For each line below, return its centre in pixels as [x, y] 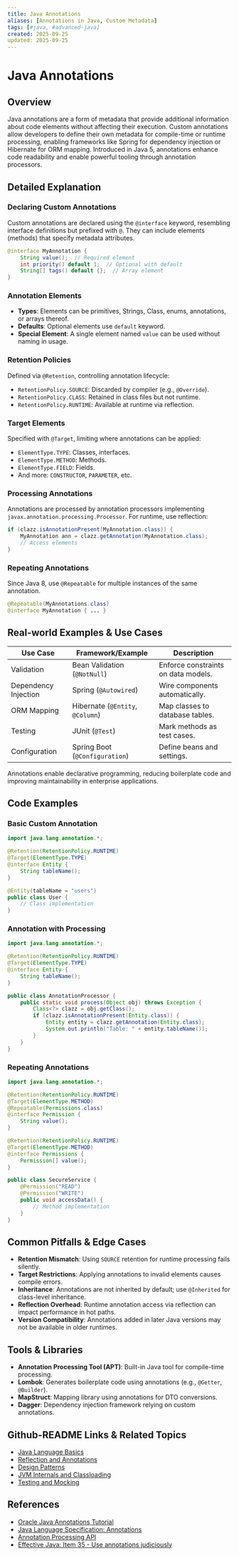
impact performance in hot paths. [67, 1312]
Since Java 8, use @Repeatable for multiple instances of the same [102, 583]
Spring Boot [92, 747]
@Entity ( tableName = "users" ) [52, 891]
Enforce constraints [191, 665]
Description [193, 653]
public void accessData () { [62, 1200]
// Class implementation [57, 904]
